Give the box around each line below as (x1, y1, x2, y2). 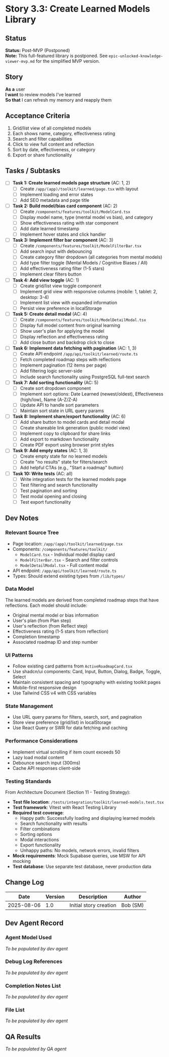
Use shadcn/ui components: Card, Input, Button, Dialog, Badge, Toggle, (12, 669, 161, 675)
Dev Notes (5, 514, 39, 522)
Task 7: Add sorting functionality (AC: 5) (12, 379, 99, 385)
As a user (5, 86, 25, 92)
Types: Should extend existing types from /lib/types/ (12, 572, 126, 579)
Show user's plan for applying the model (20, 328, 104, 334)
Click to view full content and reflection (12, 141, 94, 147)
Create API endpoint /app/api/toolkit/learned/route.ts (20, 351, 138, 357)
